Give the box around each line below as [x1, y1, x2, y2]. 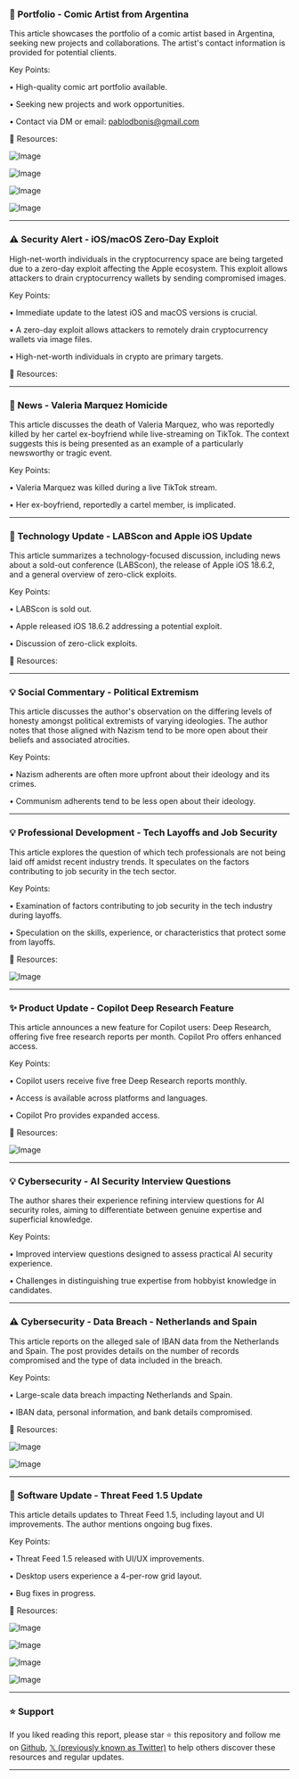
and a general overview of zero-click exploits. [9, 570, 177, 580]
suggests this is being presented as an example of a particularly [9, 438, 244, 448]
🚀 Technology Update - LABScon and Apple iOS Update [9, 529, 253, 542]
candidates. [9, 1285, 53, 1296]
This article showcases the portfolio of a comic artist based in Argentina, [9, 29, 276, 39]
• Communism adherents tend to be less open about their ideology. [9, 796, 256, 807]
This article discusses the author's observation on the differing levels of [9, 706, 273, 717]
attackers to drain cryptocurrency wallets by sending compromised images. [9, 272, 287, 283]
